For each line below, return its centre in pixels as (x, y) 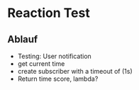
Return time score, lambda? (58, 79)
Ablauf (23, 39)
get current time (41, 64)
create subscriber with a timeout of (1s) (75, 71)
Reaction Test (49, 13)
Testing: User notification (55, 56)
